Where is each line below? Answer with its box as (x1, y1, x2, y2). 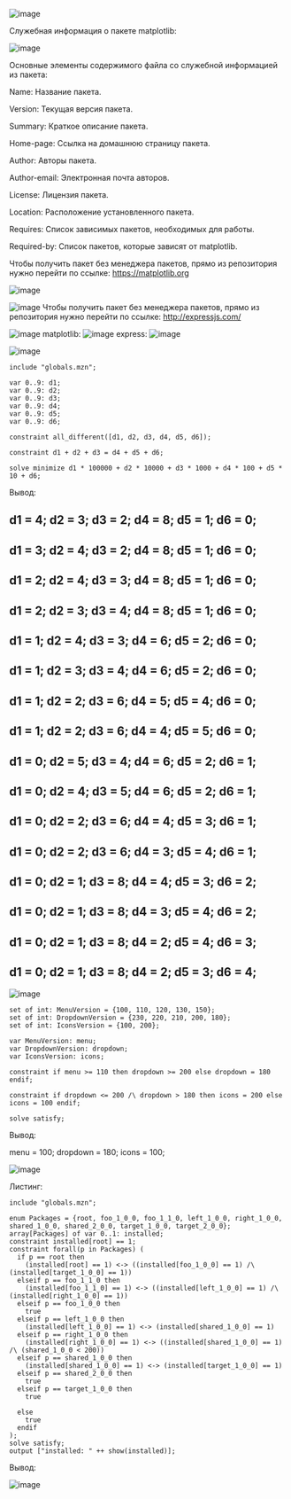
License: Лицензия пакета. (9, 190, 109, 199)
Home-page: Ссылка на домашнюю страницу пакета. (9, 138, 211, 148)
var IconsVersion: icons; (9, 1051, 104, 1061)
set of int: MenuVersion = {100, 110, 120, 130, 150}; (9, 1005, 216, 1014)
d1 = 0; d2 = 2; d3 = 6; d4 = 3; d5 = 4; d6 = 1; (9, 844, 257, 859)
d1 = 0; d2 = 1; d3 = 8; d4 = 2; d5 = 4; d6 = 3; (9, 934, 257, 949)
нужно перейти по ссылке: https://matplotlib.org (9, 268, 190, 278)
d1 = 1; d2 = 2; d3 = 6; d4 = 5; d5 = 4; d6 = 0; (9, 693, 257, 708)
